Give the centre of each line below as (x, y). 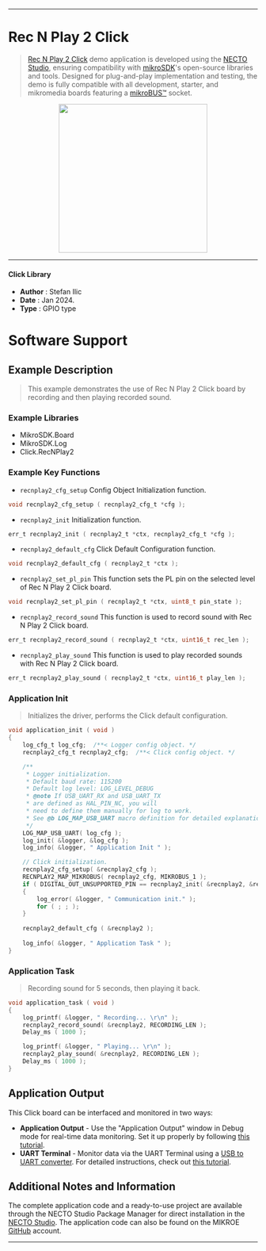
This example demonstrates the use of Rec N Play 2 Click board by (137, 389)
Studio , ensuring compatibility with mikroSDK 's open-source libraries (140, 67)
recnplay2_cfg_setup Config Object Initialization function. (113, 489)
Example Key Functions (54, 473)
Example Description (61, 370)
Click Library (30, 274)
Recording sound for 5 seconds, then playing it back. (114, 988)
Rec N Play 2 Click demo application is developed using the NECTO (137, 59)
